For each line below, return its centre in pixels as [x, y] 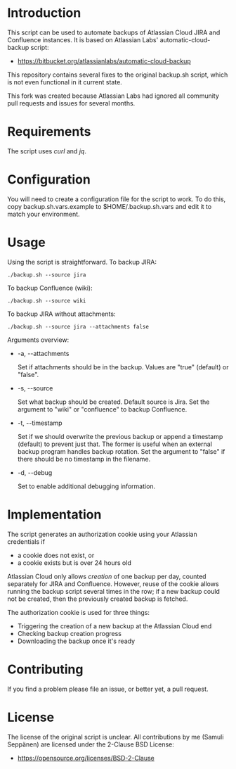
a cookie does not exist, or [56, 555]
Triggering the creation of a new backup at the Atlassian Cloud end [114, 626]
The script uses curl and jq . [47, 151]
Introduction [44, 13]
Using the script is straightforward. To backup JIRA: [82, 262]
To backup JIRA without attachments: [61, 314]
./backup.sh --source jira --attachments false [78, 326]
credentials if [26, 541]
